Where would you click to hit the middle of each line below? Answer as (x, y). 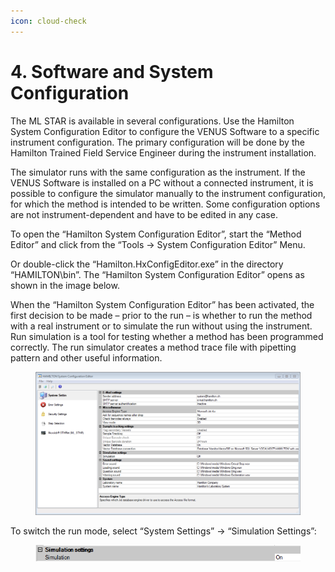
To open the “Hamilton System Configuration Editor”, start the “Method (156, 234)
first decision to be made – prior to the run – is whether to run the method (161, 315)
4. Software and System (112, 71)
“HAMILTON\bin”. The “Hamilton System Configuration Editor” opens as (157, 274)
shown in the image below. (65, 285)
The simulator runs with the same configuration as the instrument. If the (158, 172)
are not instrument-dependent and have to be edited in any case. (144, 214)
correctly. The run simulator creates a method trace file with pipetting (153, 347)
